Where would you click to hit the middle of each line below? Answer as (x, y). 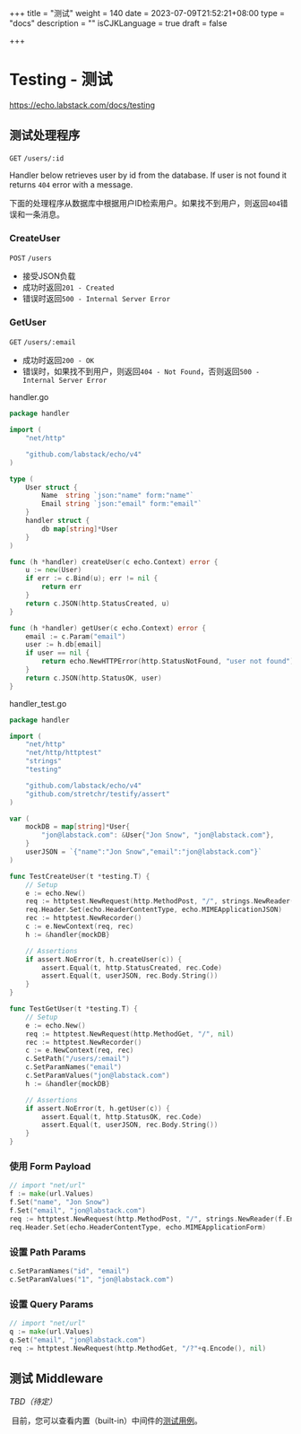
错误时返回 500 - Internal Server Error (96, 299)
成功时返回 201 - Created (68, 287)
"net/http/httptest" (64, 753)
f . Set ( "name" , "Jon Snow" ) (60, 1203)
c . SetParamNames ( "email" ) (74, 1067)
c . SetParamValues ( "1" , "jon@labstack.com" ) (92, 1279)
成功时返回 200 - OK (58, 361)
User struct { (52, 487)
